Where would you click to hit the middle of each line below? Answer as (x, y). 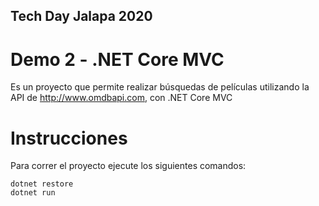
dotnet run (33, 193)
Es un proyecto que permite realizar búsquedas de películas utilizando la (160, 87)
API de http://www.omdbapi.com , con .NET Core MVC (121, 98)
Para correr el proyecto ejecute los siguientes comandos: (128, 166)
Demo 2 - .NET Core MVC (117, 59)
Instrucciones (69, 138)
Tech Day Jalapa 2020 (81, 16)
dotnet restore (42, 184)
